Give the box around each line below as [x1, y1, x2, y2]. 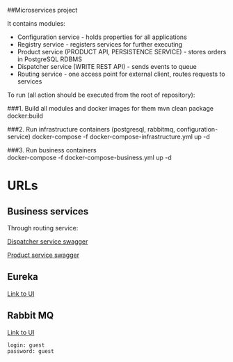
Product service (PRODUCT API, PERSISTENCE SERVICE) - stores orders [17, 48, 227, 56]
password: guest [7, 347, 54, 354]
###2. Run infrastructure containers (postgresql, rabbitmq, [7, 125, 175, 133]
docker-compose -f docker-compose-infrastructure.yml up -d [32, 132, 210, 141]
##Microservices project [7, 6, 78, 14]
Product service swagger [7, 251, 80, 259]
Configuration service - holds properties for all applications [17, 33, 188, 41]
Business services [7, 205, 89, 217]
